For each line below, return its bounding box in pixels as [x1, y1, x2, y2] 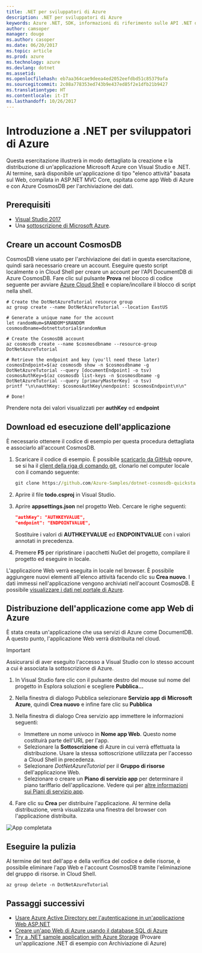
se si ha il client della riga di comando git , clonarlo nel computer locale [14, 462, 189, 469]
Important [6, 647, 31, 654]
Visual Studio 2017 [14, 216, 61, 223]
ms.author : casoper [6, 37, 55, 43]
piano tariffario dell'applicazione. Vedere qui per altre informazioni [23, 782, 188, 789]
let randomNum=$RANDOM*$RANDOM [6, 320, 85, 326]
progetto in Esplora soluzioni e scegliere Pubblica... [14, 683, 144, 690]
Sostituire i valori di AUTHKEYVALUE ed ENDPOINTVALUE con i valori [14, 530, 191, 538]
